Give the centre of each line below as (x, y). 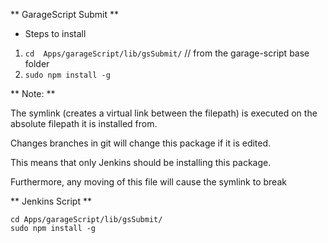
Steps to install (55, 33)
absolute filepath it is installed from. (84, 123)
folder (37, 63)
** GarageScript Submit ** (65, 14)
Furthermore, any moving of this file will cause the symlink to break (148, 182)
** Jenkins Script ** (51, 201)
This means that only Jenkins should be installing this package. (141, 162)
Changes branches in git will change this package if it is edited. (141, 143)
